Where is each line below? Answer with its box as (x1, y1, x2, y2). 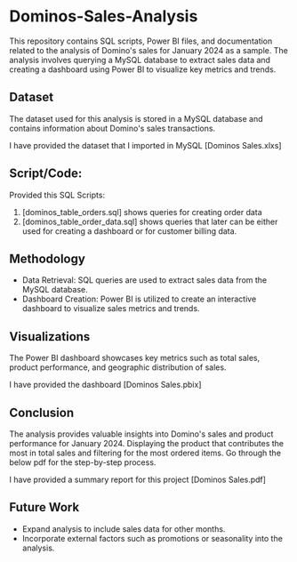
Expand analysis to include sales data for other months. (21, 523, 226, 534)
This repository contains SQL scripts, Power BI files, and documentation (9, 36, 273, 46)
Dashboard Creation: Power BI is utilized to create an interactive (21, 293, 257, 304)
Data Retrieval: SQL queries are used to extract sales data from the (21, 275, 268, 285)
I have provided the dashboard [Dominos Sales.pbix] (9, 380, 202, 390)
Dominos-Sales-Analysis (9, 6, 198, 27)
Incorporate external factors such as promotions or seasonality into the (21, 533, 283, 543)
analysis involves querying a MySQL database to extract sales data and (9, 54, 271, 65)
